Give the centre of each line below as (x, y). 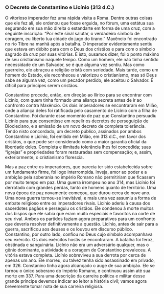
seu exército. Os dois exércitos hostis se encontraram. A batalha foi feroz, (80, 240)
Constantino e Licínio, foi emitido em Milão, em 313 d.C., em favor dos (75, 136)
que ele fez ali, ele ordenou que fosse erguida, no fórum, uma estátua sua (80, 23)
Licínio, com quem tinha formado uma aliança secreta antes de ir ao (73, 100)
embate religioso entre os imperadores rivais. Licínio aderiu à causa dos (78, 203)
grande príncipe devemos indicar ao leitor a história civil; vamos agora (76, 281)
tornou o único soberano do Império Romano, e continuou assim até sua (78, 271)
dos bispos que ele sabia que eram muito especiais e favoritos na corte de (80, 214)
